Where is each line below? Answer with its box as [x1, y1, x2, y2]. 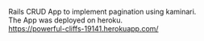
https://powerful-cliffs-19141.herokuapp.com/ [8, 24, 159, 33]
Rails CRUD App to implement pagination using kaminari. [8, 7, 197, 16]
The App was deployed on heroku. [8, 15, 123, 25]
